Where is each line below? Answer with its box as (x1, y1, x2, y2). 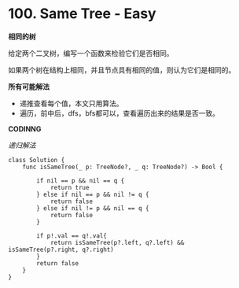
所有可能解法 (8, 82, 50, 91)
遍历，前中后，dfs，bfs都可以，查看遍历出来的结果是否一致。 (19, 108, 220, 118)
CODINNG (8, 124, 42, 134)
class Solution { (8, 156, 65, 164)
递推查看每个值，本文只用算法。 (19, 98, 123, 108)
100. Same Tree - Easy (8, 5, 156, 23)
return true (50, 183, 90, 191)
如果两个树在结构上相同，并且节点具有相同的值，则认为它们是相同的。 (8, 65, 236, 75)
